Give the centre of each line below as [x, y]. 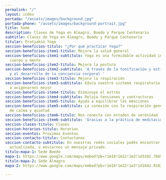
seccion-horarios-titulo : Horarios [42, 129]
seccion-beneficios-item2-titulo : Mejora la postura [61, 65]
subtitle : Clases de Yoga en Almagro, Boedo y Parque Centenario [74, 37]
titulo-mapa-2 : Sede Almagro [35, 161]
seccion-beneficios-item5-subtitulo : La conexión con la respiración [78, 106]
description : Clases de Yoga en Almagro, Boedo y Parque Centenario [77, 33]
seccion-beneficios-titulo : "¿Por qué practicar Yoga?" [64, 46]
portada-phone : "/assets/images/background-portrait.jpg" [66, 23]
